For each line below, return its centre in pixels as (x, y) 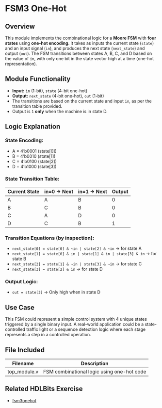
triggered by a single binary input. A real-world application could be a (74, 324)
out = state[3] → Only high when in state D (56, 292)
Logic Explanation (33, 127)
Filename (23, 363)
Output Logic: (22, 282)
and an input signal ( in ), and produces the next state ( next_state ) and (75, 48)
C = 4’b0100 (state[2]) (34, 161)
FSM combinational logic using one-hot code (95, 372)
